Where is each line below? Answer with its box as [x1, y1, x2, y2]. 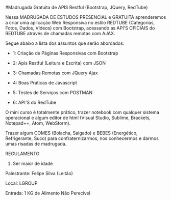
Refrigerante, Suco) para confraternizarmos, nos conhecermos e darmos [5, 135, 159, 141]
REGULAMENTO [5, 151, 40, 157]
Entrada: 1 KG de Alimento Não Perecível [5, 190, 90, 196]
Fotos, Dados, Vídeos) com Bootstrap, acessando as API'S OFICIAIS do [5, 25, 155, 31]
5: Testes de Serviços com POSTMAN [12, 90, 93, 96]
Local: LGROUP [5, 180, 38, 186]
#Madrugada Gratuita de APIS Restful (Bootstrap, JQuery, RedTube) [5, 5, 148, 10]
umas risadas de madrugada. [5, 141, 67, 147]
